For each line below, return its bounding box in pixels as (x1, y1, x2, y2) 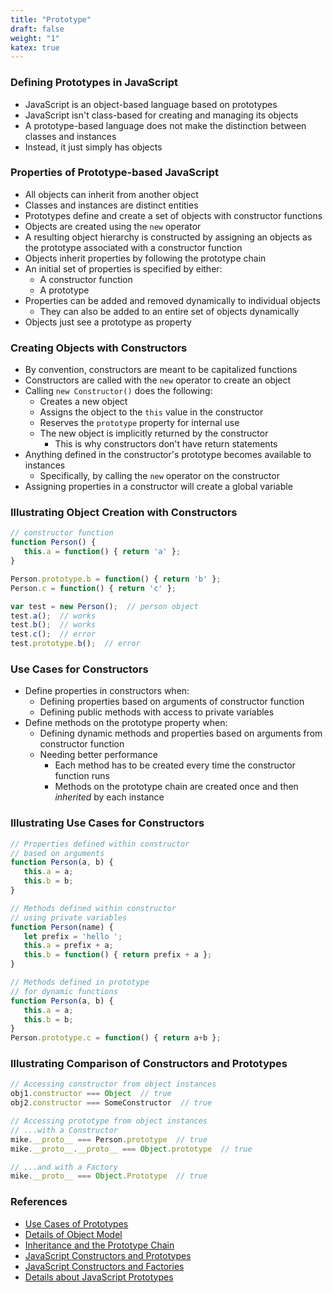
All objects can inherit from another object (24, 188, 199, 200)
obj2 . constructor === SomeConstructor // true (10, 1098, 213, 1108)
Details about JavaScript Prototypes (24, 1271, 174, 1283)
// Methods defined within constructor (10, 903, 177, 913)
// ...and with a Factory (10, 1162, 118, 1172)
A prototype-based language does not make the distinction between (24, 119, 307, 131)
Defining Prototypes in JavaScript (10, 76, 178, 90)
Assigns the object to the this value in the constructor (39, 406, 264, 418)
